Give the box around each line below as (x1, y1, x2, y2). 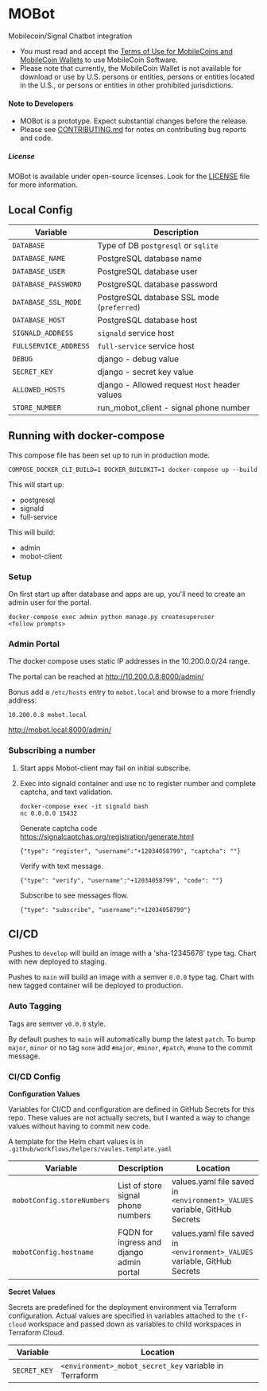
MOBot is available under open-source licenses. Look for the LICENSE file (8, 172, 250, 181)
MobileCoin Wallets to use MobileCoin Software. (19, 55, 178, 64)
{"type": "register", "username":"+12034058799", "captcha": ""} (19, 847, 241, 855)
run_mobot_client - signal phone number (97, 402, 250, 413)
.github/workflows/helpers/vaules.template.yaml (8, 1145, 172, 1154)
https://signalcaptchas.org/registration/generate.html (19, 832, 195, 841)
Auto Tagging (8, 1000, 62, 1011)
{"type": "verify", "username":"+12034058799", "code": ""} (19, 876, 223, 884)
